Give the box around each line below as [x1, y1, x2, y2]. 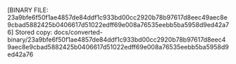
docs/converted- [54, 28, 104, 36]
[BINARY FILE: [7, 6, 49, 14]
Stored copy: [15, 28, 53, 36]
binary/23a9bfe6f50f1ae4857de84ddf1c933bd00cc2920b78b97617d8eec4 [7, 35, 226, 44]
